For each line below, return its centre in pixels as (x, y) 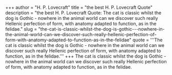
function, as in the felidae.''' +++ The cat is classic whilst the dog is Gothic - (86, 56)
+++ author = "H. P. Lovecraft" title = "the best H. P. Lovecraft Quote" (79, 7)
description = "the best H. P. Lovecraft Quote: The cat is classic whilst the (83, 13)
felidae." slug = (21, 29)
